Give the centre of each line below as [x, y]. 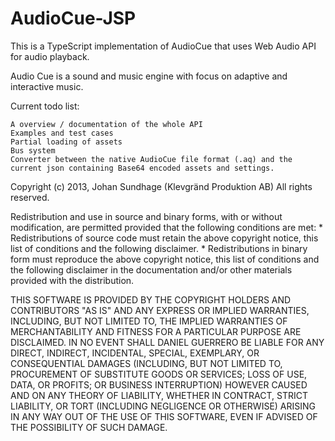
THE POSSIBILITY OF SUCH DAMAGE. [89, 427]
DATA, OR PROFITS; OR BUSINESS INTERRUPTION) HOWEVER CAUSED [159, 384]
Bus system [33, 150]
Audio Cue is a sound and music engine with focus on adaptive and [149, 76]
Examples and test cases [62, 133]
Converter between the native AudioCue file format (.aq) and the [151, 159]
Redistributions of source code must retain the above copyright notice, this [164, 238]
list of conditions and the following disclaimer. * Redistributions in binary [159, 248]
